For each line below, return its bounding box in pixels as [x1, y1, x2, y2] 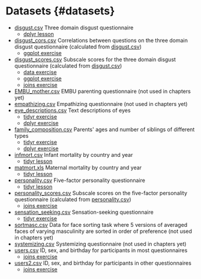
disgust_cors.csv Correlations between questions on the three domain [14, 37, 188, 44]
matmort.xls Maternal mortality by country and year [14, 163, 142, 171]
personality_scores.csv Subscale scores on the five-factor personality [14, 189, 187, 196]
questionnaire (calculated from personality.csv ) [14, 196, 131, 203]
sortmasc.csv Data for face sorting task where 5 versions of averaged [14, 221, 188, 228]
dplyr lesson [23, 30, 55, 37]
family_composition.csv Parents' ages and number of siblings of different [14, 126, 195, 133]
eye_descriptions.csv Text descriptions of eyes [14, 107, 131, 114]
